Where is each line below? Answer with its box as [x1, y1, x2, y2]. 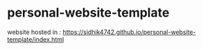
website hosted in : [7, 28, 62, 36]
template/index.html [7, 35, 64, 43]
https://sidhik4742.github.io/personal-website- [62, 28, 196, 36]
